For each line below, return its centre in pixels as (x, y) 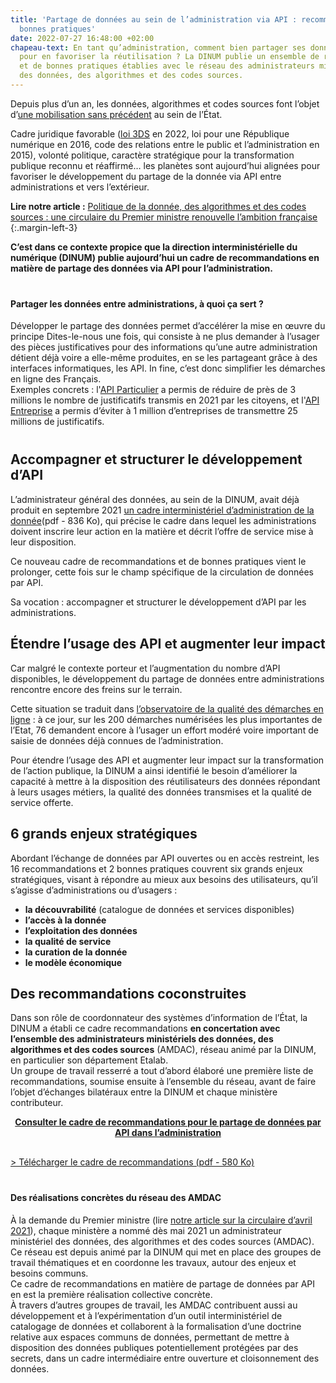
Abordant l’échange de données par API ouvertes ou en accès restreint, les (165, 858)
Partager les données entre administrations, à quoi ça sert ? (137, 303)
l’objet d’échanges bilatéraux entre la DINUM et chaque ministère (144, 1092)
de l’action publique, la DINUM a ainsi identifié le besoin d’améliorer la (154, 770)
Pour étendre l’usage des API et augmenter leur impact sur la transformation (167, 760)
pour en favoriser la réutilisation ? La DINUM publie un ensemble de (169, 57)
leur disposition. (43, 542)
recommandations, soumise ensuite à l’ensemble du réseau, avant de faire (163, 1082)
